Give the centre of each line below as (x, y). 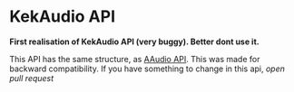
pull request (32, 78)
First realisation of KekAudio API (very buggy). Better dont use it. (135, 41)
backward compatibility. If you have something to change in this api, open (147, 69)
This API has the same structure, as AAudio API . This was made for (135, 59)
